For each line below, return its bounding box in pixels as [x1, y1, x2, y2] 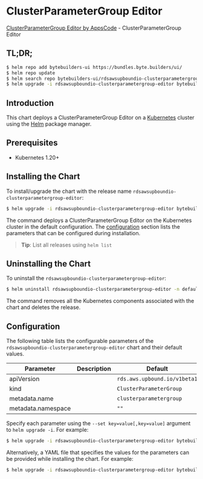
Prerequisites [6, 138, 58, 148]
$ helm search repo [6, 76, 56, 82]
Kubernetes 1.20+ [14, 154, 59, 161]
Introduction [6, 98, 54, 108]
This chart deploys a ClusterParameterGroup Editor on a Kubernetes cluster [6, 114, 195, 122]
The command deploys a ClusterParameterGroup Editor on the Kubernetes [6, 217, 192, 224]
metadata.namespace [9, 404, 71, 412]
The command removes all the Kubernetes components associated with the [6, 298, 195, 305]
